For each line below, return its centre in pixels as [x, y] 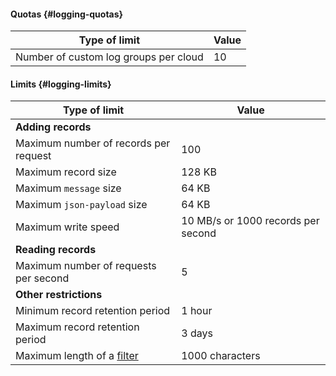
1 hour [197, 311]
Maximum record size [66, 172]
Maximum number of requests [86, 266]
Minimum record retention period [93, 311]
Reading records [56, 250]
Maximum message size [68, 188]
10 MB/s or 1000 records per [250, 221]
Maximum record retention [77, 327]
